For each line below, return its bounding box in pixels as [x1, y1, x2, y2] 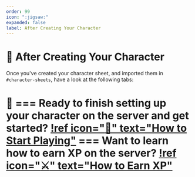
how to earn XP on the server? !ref [6, 146, 177, 160]
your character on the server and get [6, 109, 189, 122]
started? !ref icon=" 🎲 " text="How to [6, 122, 187, 135]
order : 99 [6, 8, 31, 15]
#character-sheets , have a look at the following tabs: [6, 76, 134, 83]
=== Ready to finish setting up [15, 96, 166, 110]
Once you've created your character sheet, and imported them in [6, 70, 163, 77]
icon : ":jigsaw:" [6, 14, 49, 20]
